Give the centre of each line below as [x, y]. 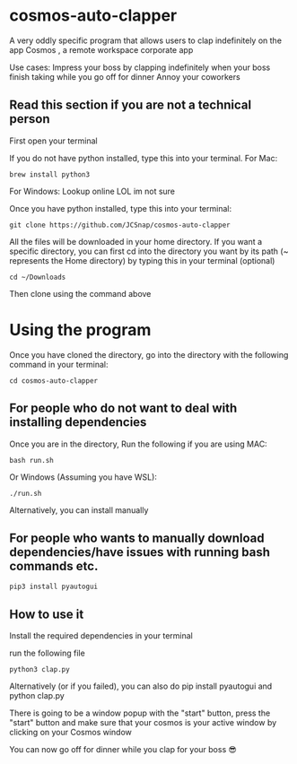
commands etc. [54, 566]
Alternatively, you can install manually [79, 510]
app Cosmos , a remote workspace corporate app [101, 49]
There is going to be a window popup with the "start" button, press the [140, 713]
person [30, 119]
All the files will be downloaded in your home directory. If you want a [136, 241]
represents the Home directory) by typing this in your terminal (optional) [142, 260]
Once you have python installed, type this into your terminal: [120, 208]
